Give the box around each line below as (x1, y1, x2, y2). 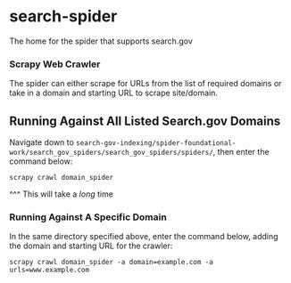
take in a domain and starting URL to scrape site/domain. (9, 87, 219, 99)
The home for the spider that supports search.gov (9, 36, 194, 46)
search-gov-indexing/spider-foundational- (75, 139, 237, 148)
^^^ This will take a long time (9, 189, 114, 199)
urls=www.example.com (9, 265, 90, 275)
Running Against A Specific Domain (9, 211, 167, 223)
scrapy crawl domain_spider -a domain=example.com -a (9, 258, 214, 267)
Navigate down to (9, 137, 74, 148)
